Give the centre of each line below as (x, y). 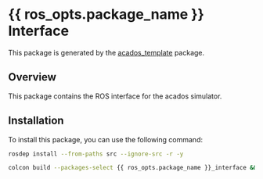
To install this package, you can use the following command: (106, 139)
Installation (36, 121)
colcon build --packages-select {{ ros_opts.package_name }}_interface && (133, 168)
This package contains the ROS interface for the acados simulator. (115, 96)
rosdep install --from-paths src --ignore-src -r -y (96, 154)
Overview (32, 77)
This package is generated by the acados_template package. (106, 52)
